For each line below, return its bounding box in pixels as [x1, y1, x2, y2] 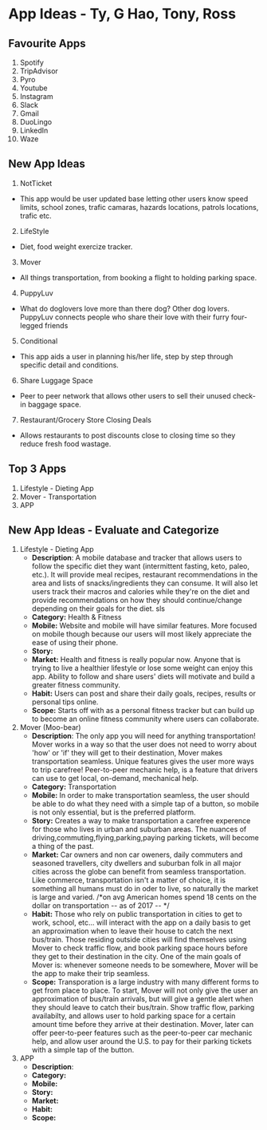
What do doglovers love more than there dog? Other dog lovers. [19, 303, 230, 313]
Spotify [19, 57, 44, 67]
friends [45, 320, 69, 330]
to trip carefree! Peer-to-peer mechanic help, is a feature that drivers [31, 765, 258, 775]
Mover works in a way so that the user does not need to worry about [31, 739, 257, 749]
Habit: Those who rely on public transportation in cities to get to [31, 910, 243, 919]
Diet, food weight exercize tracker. [19, 241, 133, 252]
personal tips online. [31, 697, 99, 707]
